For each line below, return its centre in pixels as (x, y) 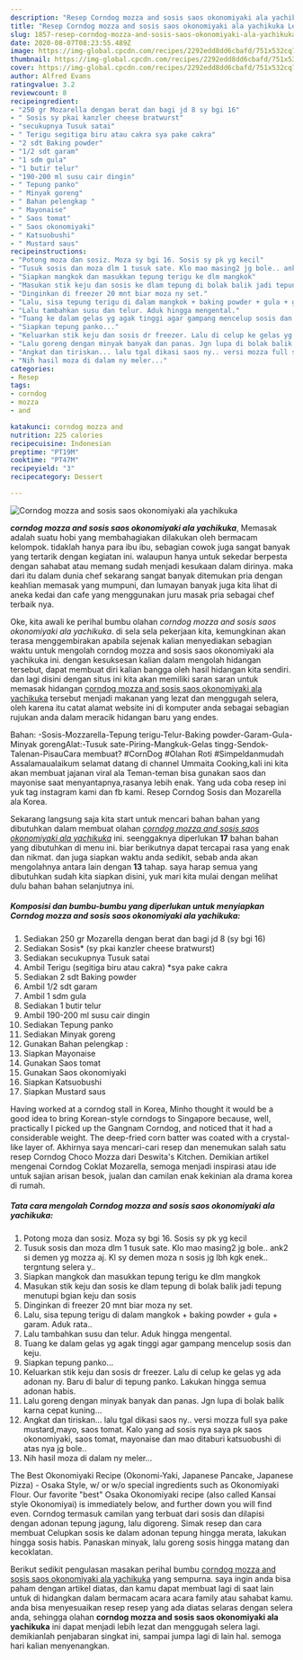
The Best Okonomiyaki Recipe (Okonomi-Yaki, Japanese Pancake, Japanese (152, 1475)
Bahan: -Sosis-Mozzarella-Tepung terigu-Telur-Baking (110, 735)
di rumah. (28, 1185)
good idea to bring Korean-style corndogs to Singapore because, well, (141, 1118)
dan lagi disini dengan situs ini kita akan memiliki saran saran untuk (134, 679)
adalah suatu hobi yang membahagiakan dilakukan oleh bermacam (134, 537)
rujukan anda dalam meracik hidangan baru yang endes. (115, 717)
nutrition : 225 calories (57, 435)
